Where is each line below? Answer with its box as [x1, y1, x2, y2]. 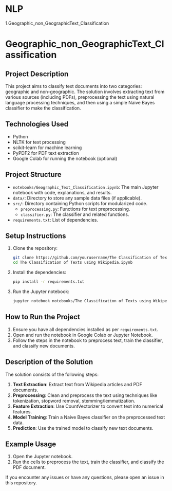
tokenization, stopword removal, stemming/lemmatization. [12, 397, 136, 404]
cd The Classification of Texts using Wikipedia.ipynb [12, 260, 133, 265]
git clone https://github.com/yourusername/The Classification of [12, 255, 158, 260]
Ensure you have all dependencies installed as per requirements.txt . [12, 326, 159, 332]
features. [12, 408, 32, 414]
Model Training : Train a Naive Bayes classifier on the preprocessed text [12, 414, 165, 420]
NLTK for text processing [12, 139, 66, 145]
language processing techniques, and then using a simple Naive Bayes [5, 99, 155, 105]
